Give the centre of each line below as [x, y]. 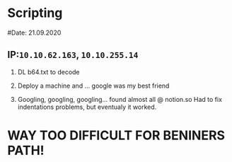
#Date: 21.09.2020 [34, 33]
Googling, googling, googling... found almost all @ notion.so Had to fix [120, 99]
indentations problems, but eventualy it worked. [87, 107]
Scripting [35, 13]
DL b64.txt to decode [48, 71]
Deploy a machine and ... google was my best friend [93, 86]
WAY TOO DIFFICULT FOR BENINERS [116, 135]
